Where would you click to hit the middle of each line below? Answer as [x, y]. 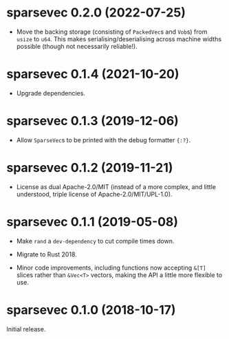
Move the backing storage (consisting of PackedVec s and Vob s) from [112, 32]
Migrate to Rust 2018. [46, 254]
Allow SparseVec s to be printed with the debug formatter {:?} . [103, 140]
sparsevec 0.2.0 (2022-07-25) [96, 13]
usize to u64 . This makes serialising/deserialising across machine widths [119, 39]
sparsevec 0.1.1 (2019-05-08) [92, 222]
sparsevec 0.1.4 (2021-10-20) [93, 74]
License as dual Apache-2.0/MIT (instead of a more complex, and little [116, 186]
